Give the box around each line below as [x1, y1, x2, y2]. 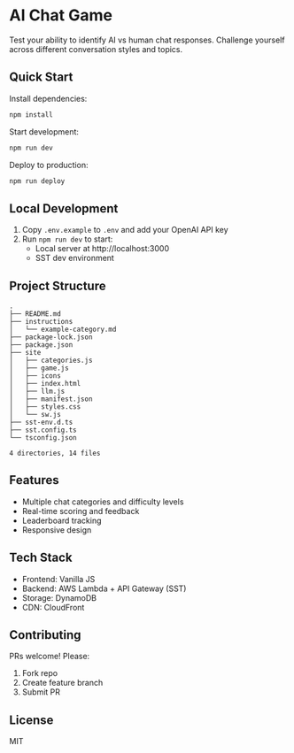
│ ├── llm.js [9, 387, 66, 396]
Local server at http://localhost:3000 [35, 243, 170, 254]
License [9, 712, 54, 727]
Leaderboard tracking [21, 515, 102, 526]
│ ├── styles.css [9, 403, 81, 411]
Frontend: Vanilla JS [21, 573, 96, 584]
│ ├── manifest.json [9, 395, 93, 403]
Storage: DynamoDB [21, 592, 97, 603]
